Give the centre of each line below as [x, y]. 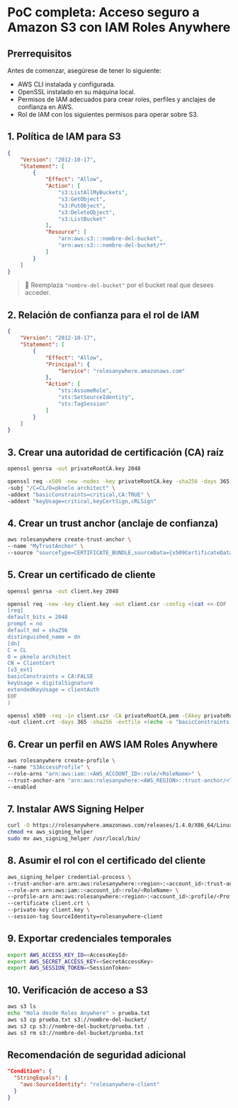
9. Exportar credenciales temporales [90, 939]
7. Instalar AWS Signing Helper [76, 809]
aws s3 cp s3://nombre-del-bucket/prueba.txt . [79, 1026]
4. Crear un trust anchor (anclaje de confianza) [113, 523]
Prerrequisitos [40, 54]
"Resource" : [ [66, 232]
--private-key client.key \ [49, 910]
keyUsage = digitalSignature [50, 683]
